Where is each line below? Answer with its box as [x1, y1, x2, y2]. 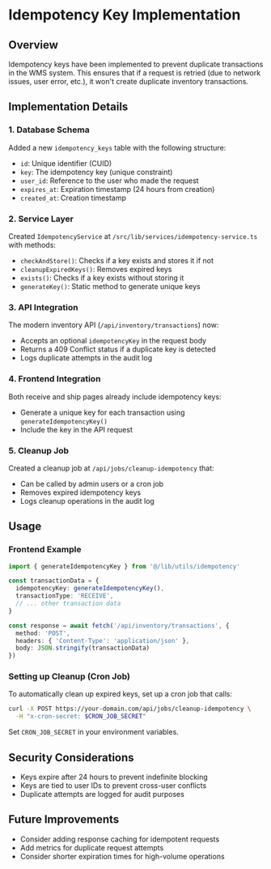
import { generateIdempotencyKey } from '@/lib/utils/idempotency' [8, 562, 241, 570]
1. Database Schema [8, 124, 91, 135]
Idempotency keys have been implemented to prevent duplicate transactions [8, 59, 264, 69]
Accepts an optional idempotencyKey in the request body [19, 336, 207, 346]
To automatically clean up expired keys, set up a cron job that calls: [8, 689, 233, 699]
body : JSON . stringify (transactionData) [15, 644, 150, 653]
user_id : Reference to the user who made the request [19, 176, 200, 185]
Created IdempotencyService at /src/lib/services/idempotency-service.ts [8, 231, 258, 241]
